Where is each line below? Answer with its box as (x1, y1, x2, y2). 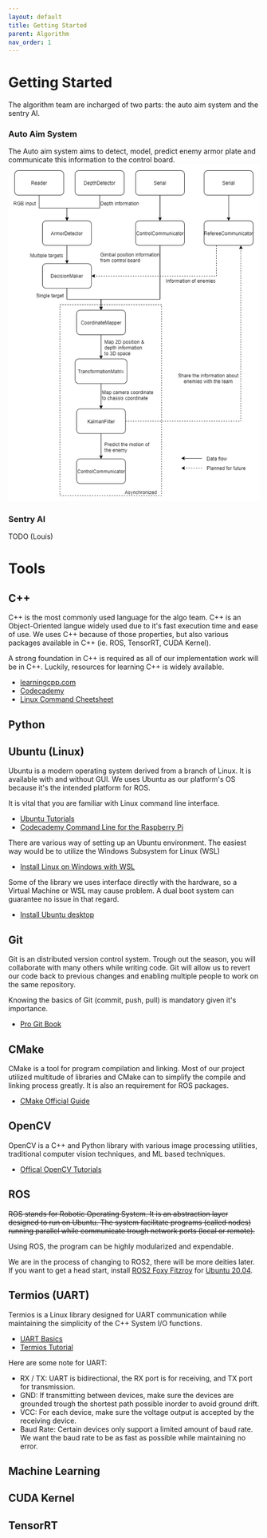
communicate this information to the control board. (8, 155, 175, 165)
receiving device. (19, 1416, 77, 1425)
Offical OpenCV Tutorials (19, 1164, 102, 1174)
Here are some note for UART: (8, 1357, 108, 1367)
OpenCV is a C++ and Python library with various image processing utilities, (8, 1140, 257, 1150)
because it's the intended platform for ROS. (8, 783, 151, 793)
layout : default (8, 13, 62, 21)
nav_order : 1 (8, 38, 52, 46)
